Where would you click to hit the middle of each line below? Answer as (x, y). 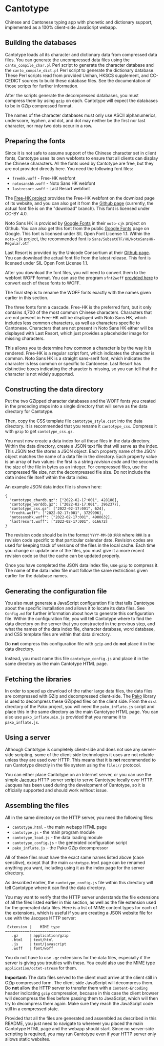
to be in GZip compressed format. (39, 105)
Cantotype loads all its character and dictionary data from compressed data (81, 54)
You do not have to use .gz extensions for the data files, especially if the (78, 957)
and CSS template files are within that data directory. (58, 634)
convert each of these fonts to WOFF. (43, 283)
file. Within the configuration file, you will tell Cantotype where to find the (79, 619)
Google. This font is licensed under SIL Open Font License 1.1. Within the (78, 233)
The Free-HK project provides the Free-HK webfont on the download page (80, 198)
